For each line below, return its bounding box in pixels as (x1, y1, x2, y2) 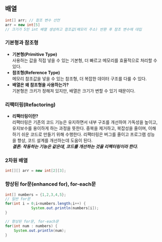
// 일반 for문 (5, 197, 31, 202)
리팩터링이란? (12, 113, 38, 119)
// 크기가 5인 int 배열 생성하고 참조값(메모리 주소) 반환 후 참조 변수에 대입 (5, 27, 142, 32)
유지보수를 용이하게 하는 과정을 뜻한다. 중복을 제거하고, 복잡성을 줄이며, (12, 126, 147, 131)
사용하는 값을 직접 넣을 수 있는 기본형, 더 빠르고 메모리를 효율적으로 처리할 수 (12, 57, 158, 63)
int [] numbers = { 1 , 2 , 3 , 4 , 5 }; (5, 192, 67, 197)
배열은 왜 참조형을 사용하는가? (12, 82, 69, 88)
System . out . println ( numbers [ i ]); (31, 206, 99, 211)
